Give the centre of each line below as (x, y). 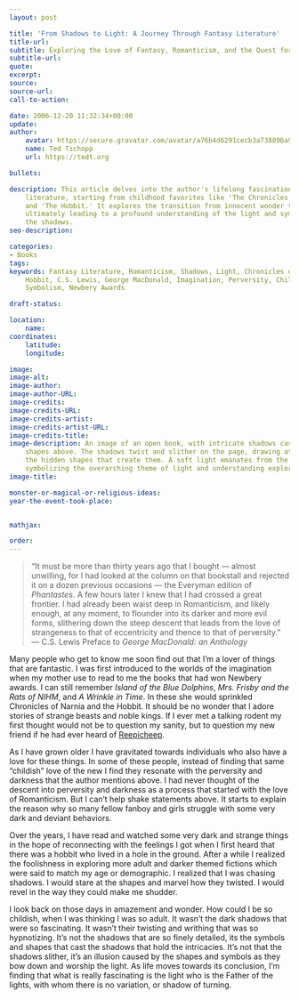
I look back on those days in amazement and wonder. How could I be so (141, 909)
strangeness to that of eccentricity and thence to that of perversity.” (156, 632)
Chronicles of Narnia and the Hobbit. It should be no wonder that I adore (141, 706)
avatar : (39, 141)
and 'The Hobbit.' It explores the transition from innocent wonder (155, 205)
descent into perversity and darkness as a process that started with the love (149, 790)
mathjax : (25, 525)
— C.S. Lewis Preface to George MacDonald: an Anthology (139, 642)
